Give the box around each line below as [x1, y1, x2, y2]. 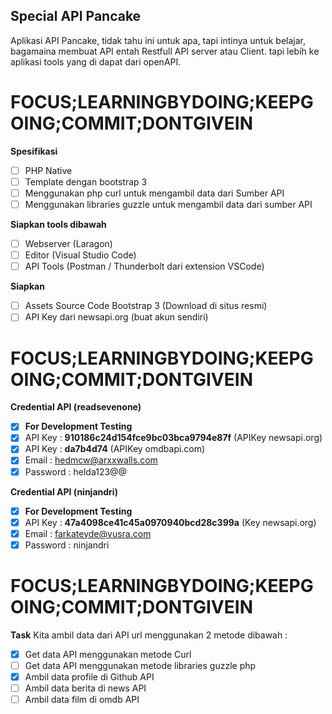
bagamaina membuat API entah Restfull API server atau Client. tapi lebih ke [10, 45, 320, 57]
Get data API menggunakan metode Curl [24, 648, 192, 660]
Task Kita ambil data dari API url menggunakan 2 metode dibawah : [10, 629, 288, 641]
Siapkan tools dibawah [10, 219, 107, 230]
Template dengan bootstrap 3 [24, 175, 148, 188]
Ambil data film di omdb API [24, 694, 140, 705]
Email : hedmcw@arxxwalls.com [24, 454, 158, 466]
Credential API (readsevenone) [10, 401, 142, 413]
